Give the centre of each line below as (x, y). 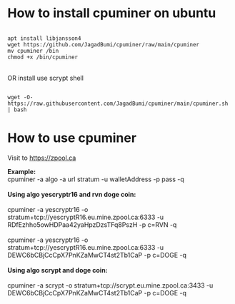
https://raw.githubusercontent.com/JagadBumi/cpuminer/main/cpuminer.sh (118, 103)
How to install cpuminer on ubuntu (112, 13)
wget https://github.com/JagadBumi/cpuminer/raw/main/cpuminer (104, 44)
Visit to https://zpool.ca (42, 158)
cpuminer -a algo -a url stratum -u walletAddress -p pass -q (96, 179)
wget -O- (20, 97)
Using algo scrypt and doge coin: (58, 270)
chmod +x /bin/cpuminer (43, 57)
